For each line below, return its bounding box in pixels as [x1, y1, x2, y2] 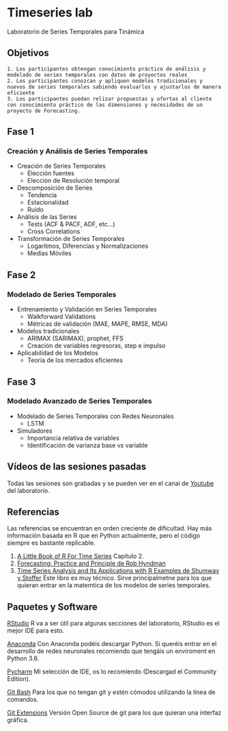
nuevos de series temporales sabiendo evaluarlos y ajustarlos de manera [7, 84, 222, 90]
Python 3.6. [7, 654, 40, 663]
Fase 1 [7, 126, 34, 138]
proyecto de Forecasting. [7, 107, 81, 114]
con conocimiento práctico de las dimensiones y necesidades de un [7, 101, 203, 108]
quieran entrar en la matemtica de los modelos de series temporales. [16, 581, 211, 589]
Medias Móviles [27, 249, 72, 257]
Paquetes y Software [7, 601, 98, 613]
